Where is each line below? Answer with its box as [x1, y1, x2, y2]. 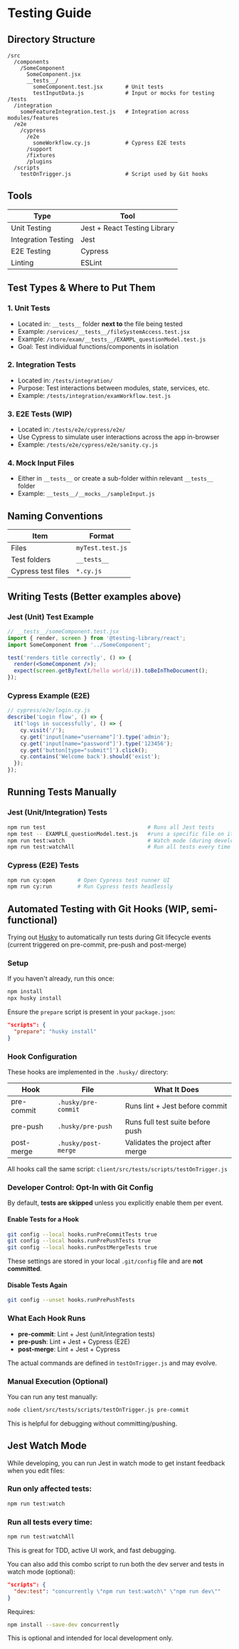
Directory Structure [7, 33, 96, 46]
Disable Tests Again [7, 1280, 68, 1289]
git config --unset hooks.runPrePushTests [7, 1297, 135, 1304]
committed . [7, 1265, 43, 1273]
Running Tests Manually [7, 786, 117, 798]
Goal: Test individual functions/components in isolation [17, 342, 179, 350]
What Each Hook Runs [7, 1314, 86, 1324]
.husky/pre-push [57, 1123, 112, 1131]
